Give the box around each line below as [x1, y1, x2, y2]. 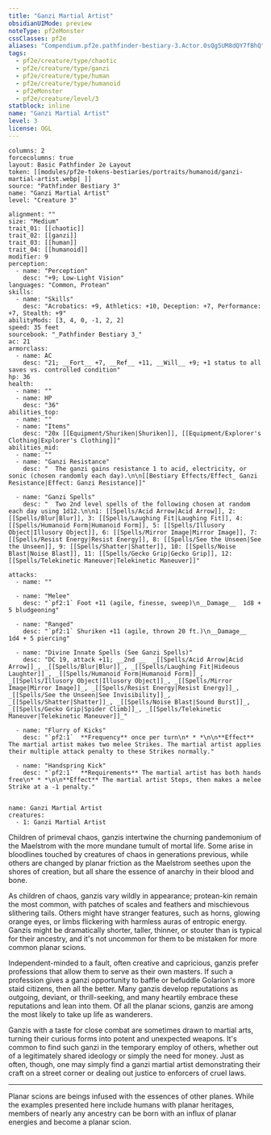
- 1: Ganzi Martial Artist [15, 818, 106, 826]
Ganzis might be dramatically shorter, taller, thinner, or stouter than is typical [8, 925, 262, 935]
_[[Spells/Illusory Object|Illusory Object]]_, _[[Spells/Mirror [8, 676, 232, 685]
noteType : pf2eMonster [8, 27, 85, 35]
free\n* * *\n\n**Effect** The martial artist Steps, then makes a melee [8, 776, 262, 784]
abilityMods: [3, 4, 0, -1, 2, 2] [8, 316, 125, 324]
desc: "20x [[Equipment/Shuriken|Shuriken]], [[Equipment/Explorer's [23, 429, 262, 437]
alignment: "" [8, 210, 56, 218]
